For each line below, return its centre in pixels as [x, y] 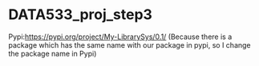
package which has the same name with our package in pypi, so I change [129, 45]
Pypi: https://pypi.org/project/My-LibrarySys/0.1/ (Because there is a [120, 37]
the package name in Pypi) [53, 53]
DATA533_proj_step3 [80, 15]
